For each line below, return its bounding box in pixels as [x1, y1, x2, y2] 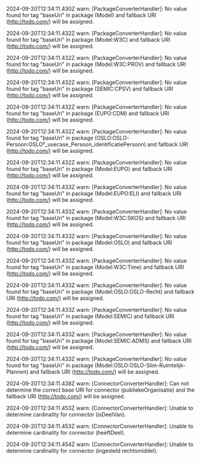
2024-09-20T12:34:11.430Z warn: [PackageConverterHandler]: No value [6, 5, 187, 12]
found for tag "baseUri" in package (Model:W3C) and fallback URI [6, 36, 170, 43]
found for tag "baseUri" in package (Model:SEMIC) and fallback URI [6, 313, 175, 320]
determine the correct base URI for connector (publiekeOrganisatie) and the [6, 386, 195, 394]
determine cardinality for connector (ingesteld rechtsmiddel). [6, 447, 158, 454]
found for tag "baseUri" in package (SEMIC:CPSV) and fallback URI [6, 85, 173, 92]
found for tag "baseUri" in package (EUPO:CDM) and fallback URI [6, 110, 170, 117]
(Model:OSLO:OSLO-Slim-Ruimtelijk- [94, 362, 186, 369]
